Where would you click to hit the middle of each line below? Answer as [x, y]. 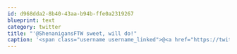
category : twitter [34, 27]
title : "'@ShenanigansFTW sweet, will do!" [72, 33]
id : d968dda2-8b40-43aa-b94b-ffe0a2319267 [71, 14]
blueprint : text [31, 20]
